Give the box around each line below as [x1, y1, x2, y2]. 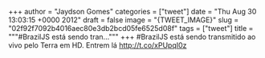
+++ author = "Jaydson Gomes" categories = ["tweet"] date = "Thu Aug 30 [8, 7, 257, 16]
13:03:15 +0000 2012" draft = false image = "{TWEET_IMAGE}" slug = [8, 15, 239, 25]
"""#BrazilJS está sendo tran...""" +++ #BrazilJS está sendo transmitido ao [8, 32, 256, 41]
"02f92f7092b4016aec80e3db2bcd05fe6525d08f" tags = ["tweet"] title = [8, 24, 254, 33]
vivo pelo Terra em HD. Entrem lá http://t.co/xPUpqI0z [8, 41, 187, 50]
